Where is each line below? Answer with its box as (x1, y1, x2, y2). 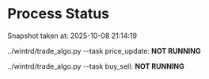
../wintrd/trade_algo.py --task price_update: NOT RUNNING (7, 46, 201, 55)
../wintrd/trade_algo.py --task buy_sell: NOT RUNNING (7, 61, 184, 71)
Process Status (7, 5, 110, 23)
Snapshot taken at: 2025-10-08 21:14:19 (7, 31, 138, 40)
